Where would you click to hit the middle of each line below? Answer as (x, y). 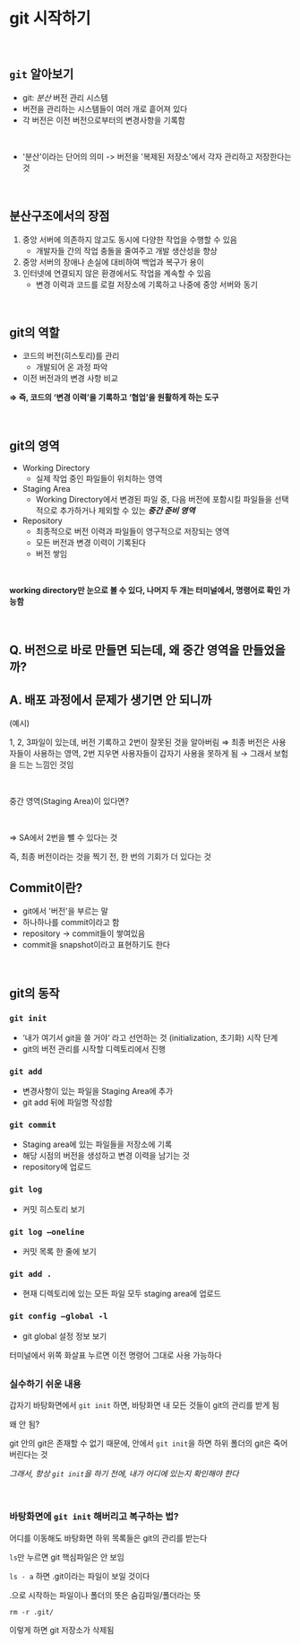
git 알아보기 (42, 74)
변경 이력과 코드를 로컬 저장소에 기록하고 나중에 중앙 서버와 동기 (146, 284)
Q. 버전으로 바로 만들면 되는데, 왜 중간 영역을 (124, 650)
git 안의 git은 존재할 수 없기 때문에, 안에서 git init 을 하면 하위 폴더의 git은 (140, 1443)
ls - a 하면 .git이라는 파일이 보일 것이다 (80, 1576)
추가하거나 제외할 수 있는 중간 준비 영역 (127, 511)
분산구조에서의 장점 (60, 216)
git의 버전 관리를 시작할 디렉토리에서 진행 (94, 1049)
